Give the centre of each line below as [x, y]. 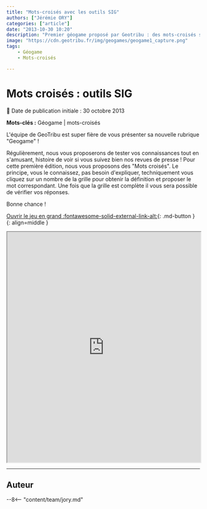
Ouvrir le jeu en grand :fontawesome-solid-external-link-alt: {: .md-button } [101, 216]
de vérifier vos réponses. [38, 192]
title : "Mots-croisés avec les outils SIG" [63, 12]
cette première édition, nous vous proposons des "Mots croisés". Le [92, 166]
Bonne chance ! [26, 204]
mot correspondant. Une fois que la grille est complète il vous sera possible [102, 186]
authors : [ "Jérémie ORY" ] [39, 18]
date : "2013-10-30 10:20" [39, 29]
